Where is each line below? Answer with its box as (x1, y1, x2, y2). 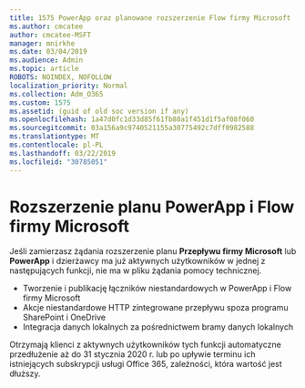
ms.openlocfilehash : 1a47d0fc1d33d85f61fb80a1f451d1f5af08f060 (9, 115, 255, 124)
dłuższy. (9, 368, 41, 379)
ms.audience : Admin (9, 56, 84, 65)
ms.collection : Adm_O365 (9, 89, 104, 98)
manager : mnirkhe (9, 38, 76, 48)
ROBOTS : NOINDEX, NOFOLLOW (9, 73, 112, 82)
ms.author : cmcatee (9, 22, 84, 31)
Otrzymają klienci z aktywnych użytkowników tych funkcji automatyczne (9, 339, 282, 351)
